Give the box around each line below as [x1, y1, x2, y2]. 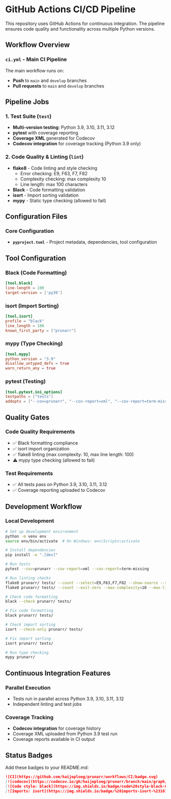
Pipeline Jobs [5, 98, 49, 106]
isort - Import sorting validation [12, 192, 79, 198]
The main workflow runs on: [5, 67, 64, 73]
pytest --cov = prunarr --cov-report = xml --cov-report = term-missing [5, 567, 149, 572]
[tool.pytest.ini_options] [5, 389, 63, 394]
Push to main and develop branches [12, 77, 87, 84]
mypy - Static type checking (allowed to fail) [12, 197, 106, 203]
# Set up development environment [5, 529, 79, 534]
